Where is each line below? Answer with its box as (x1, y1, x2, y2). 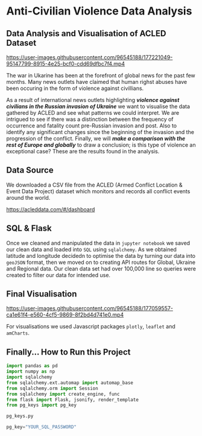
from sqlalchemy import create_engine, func (6, 391, 120, 397)
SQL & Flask (6, 223, 52, 234)
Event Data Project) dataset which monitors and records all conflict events (6, 187, 191, 194)
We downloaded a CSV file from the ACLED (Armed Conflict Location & (6, 181, 183, 188)
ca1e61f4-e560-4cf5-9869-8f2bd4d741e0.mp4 (6, 311, 124, 318)
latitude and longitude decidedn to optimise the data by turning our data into (6, 252, 196, 259)
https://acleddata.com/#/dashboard (6, 205, 95, 213)
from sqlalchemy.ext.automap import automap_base (6, 379, 134, 386)
